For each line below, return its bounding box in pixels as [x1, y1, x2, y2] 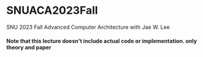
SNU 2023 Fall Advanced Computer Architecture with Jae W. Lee [6, 23, 170, 31]
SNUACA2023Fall [6, 4, 98, 17]
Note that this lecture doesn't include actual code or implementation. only [6, 37, 197, 44]
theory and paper [6, 43, 52, 51]
